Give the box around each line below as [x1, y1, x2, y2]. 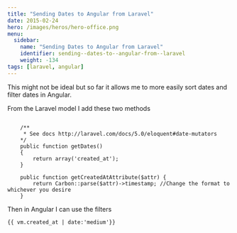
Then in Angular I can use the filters [7, 205, 112, 213]
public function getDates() [20, 143, 103, 150]
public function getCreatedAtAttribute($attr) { [20, 173, 167, 181]
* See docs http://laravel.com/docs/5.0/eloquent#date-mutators [23, 130, 218, 137]
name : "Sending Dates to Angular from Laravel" [20, 43, 163, 50]
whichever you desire [7, 186, 72, 193]
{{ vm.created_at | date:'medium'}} [7, 218, 116, 226]
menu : [7, 30, 23, 38]
